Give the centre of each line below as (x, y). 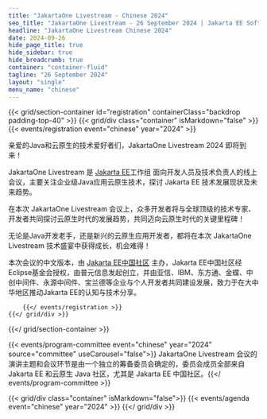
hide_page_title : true (46, 45)
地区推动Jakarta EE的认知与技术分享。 (78, 293)
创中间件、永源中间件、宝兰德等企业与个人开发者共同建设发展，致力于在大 (130, 282)
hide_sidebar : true (41, 52)
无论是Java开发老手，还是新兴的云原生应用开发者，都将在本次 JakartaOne (130, 236)
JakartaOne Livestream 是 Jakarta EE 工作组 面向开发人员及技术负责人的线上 (133, 173)
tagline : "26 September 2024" (58, 75)
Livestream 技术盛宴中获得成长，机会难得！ (79, 246)
